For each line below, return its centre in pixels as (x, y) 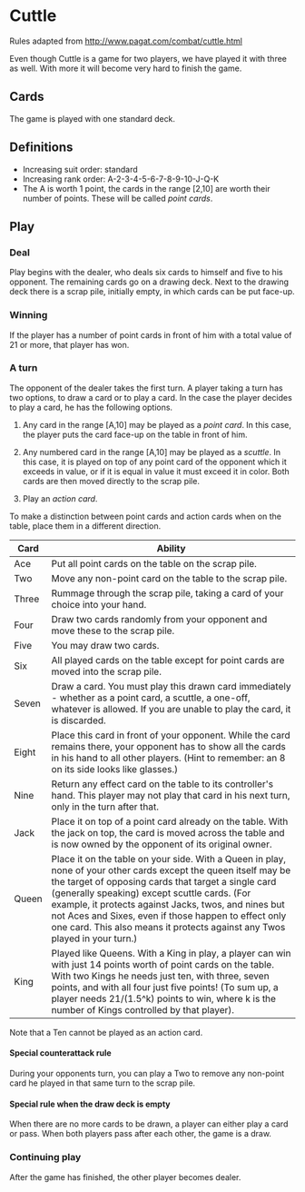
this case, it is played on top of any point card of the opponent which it (155, 462)
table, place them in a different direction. (85, 526)
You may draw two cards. (105, 645)
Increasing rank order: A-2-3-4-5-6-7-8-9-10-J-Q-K (121, 179)
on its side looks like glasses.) (115, 769)
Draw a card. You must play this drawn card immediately (171, 686)
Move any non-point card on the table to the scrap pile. (169, 578)
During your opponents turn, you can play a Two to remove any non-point (147, 1074)
